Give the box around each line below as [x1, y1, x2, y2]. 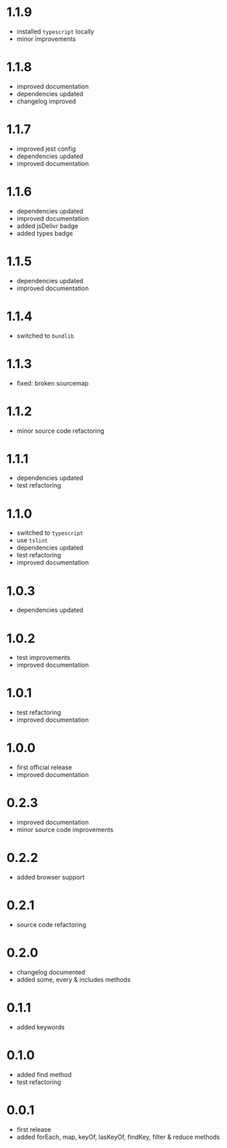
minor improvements [16, 34, 76, 43]
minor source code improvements [16, 826, 114, 834]
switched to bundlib [16, 331, 75, 340]
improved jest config [16, 144, 76, 153]
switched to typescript [16, 529, 84, 537]
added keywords [16, 1022, 65, 1031]
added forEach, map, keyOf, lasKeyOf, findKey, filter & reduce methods [16, 1133, 220, 1141]
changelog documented [16, 967, 86, 976]
